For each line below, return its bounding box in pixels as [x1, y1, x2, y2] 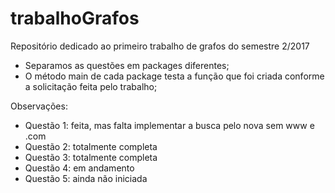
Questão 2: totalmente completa [24, 140, 158, 152]
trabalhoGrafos [10, 7, 140, 30]
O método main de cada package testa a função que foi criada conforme [24, 70, 325, 82]
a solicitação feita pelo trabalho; [24, 80, 158, 92]
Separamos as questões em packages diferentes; [24, 59, 230, 71]
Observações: [10, 100, 68, 112]
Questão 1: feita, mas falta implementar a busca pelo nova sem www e [24, 119, 315, 131]
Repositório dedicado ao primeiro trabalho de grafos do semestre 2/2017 [10, 40, 310, 52]
